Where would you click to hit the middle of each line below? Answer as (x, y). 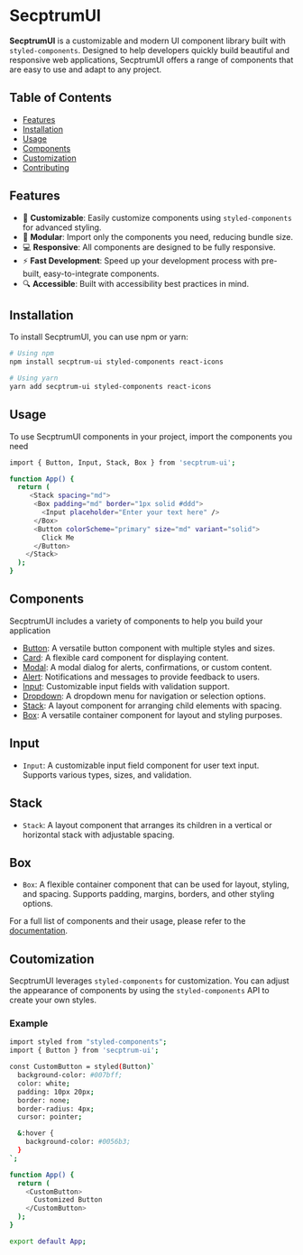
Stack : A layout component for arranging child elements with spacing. (152, 706)
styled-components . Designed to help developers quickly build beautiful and (150, 50)
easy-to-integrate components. (101, 273)
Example (29, 1023)
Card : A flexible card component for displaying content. (125, 657)
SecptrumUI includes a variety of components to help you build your (136, 621)
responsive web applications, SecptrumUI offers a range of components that (151, 60)
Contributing (46, 167)
